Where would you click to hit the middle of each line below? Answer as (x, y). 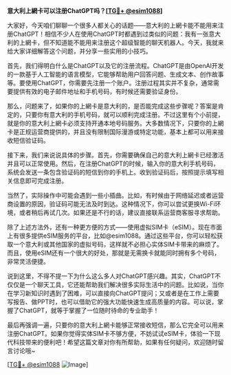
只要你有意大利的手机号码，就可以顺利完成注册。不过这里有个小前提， (124, 115)
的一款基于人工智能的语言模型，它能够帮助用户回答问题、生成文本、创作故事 (115, 74)
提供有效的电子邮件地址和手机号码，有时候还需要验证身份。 (97, 91)
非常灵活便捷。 (28, 261)
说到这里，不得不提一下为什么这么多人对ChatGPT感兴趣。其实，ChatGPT (111, 276)
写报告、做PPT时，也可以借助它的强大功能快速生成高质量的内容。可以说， (112, 302)
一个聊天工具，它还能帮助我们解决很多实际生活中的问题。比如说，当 (121, 285)
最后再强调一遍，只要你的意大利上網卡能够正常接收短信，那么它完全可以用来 (115, 325)
